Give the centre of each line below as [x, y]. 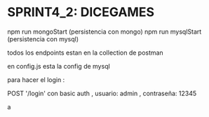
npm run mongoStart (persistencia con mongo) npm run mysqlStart [104, 32]
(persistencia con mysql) [43, 39]
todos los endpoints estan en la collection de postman [85, 53]
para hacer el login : [36, 80]
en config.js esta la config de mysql [59, 66]
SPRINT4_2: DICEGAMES [81, 12]
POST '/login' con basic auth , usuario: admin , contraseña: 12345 [102, 93]
